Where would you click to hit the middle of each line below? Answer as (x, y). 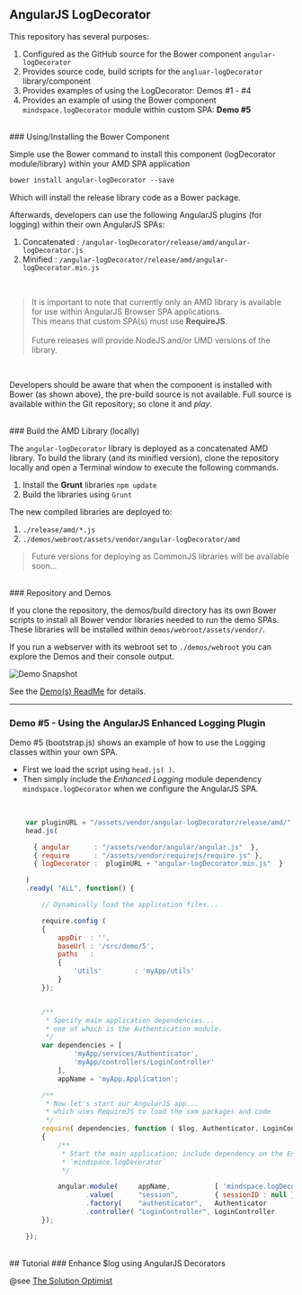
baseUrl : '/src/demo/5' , (106, 946)
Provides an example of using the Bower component (120, 100)
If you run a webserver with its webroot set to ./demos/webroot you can (141, 646)
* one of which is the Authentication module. (134, 1029)
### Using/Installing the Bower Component (89, 136)
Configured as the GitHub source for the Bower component (132, 54)
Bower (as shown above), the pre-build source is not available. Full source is (151, 394)
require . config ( (74, 921)
